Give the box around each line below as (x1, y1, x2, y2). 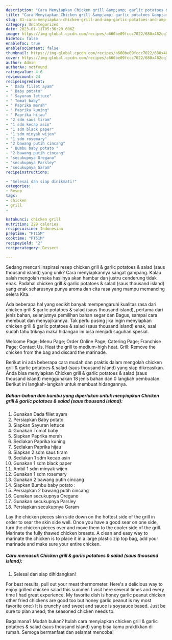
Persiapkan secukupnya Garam (13, 504, 79, 510)
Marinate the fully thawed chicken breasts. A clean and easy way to (6, 530, 149, 536)
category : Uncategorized (6, 22, 59, 27)
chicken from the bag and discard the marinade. (6, 349, 107, 355)
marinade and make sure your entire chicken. (6, 541, 101, 547)
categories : (6, 184, 31, 189)
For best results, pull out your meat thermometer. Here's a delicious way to (6, 581, 163, 587)
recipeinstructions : (6, 170, 50, 175)
